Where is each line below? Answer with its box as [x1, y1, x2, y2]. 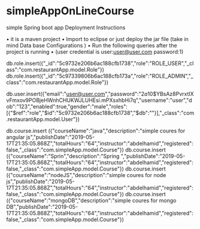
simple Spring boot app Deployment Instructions [6, 24, 126, 31]
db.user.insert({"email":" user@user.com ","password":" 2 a [6, 90, 148, 97]
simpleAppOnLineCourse [6, 4, 135, 18]
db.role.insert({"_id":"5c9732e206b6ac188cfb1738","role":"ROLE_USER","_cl [6, 60, 194, 67]
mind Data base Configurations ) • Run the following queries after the [6, 42, 178, 49]
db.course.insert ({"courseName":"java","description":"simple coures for [6, 127, 186, 134]
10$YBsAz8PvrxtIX [147, 90, 195, 97]
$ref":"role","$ [13, 109, 48, 116]
